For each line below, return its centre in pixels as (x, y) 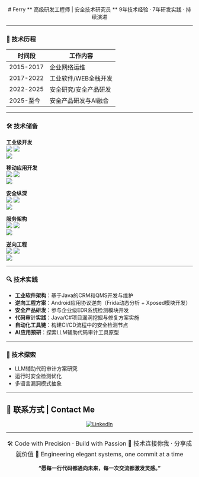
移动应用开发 (22, 167)
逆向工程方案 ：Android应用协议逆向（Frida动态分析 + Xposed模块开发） (103, 302)
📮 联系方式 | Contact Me (51, 409)
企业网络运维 (68, 67)
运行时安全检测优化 (38, 376)
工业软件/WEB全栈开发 (81, 79)
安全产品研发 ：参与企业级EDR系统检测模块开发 (72, 310)
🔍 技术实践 (22, 279)
